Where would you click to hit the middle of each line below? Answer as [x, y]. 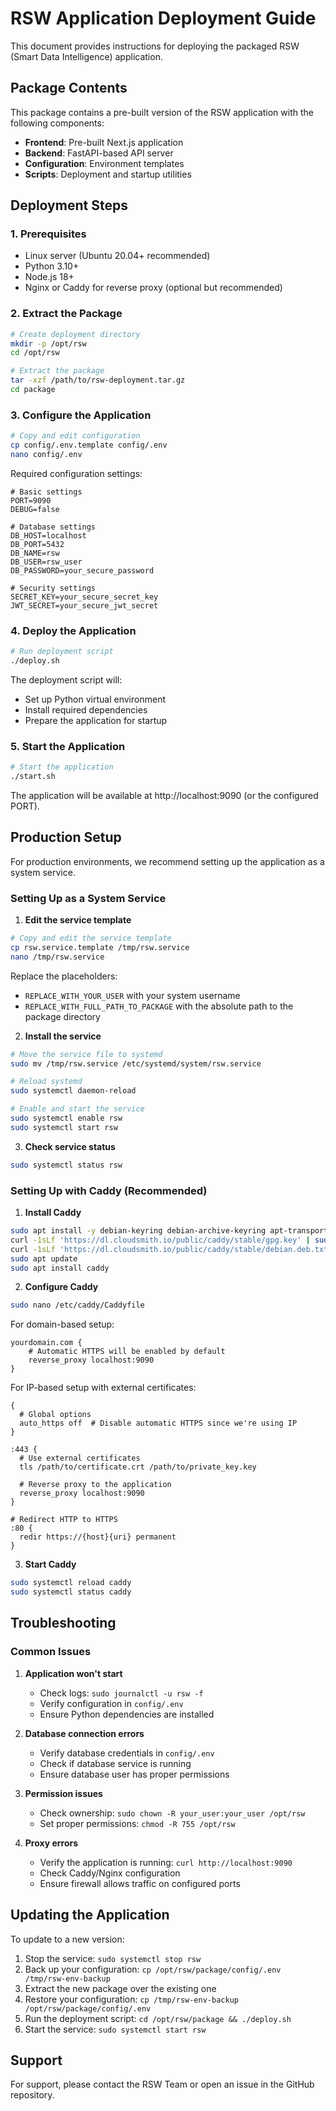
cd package [33, 390]
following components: [57, 123]
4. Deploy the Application [73, 630]
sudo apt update [44, 1258]
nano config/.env [46, 455]
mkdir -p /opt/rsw [48, 343]
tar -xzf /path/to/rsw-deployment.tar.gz [98, 380]
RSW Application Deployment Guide [163, 18]
